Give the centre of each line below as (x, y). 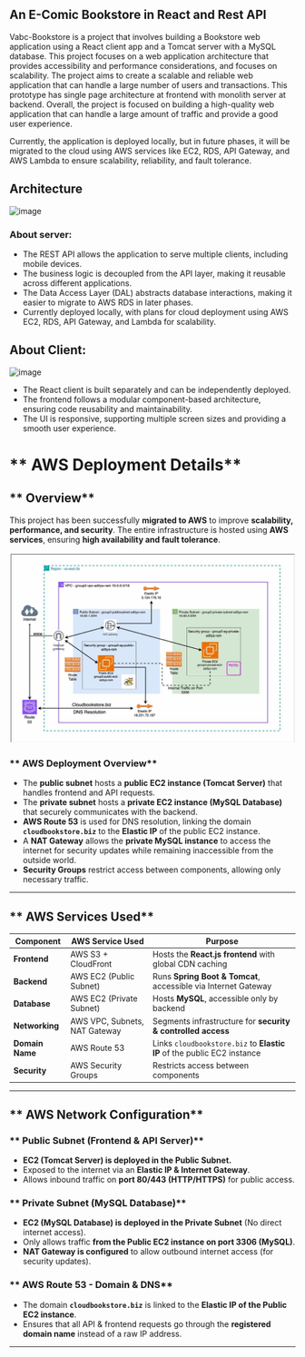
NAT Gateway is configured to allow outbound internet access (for (148, 1252)
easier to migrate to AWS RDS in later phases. (108, 302)
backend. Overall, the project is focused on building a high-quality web (142, 104)
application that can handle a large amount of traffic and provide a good (144, 113)
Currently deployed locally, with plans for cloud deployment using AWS (155, 311)
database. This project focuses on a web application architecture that (139, 56)
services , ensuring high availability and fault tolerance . (115, 539)
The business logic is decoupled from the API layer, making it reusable (154, 273)
